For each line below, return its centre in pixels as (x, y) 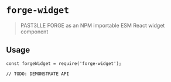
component (34, 32)
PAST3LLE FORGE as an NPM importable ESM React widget (93, 25)
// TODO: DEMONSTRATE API (37, 74)
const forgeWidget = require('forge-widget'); (64, 63)
